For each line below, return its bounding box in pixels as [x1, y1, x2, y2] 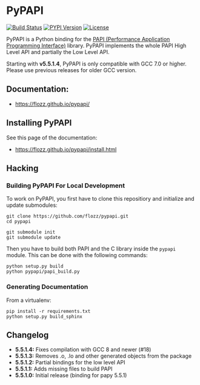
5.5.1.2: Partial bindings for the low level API [15, 359, 125, 366]
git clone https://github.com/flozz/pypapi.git [6, 213, 129, 219]
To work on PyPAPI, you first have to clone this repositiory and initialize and [6, 195, 195, 203]
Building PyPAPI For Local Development [6, 181, 125, 190]
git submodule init [6, 229, 56, 235]
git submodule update [6, 235, 61, 241]
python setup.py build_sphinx [6, 313, 83, 320]
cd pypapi [6, 219, 32, 225]
